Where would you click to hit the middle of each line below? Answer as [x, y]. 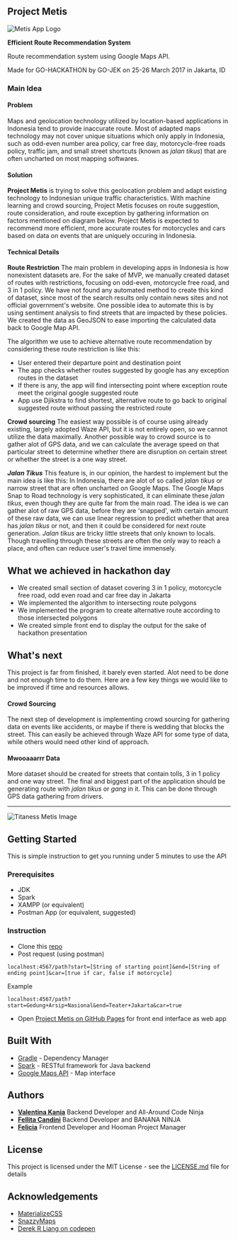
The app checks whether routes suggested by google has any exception [123, 371]
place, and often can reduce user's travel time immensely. [92, 548]
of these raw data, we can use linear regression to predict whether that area [118, 518]
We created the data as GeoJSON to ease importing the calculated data [112, 320]
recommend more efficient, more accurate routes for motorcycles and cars [117, 228]
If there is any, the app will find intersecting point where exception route [123, 385]
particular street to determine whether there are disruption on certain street [117, 452]
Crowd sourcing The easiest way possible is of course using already [108, 422]
